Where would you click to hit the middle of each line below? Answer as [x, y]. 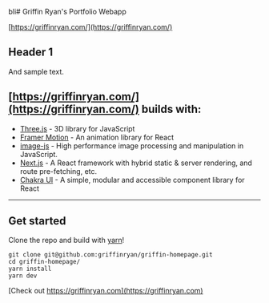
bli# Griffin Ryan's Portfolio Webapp [67, 12]
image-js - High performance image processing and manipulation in [132, 145]
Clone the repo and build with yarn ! [66, 240]
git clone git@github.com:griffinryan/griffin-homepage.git [111, 255]
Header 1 [31, 53]
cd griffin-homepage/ [44, 262]
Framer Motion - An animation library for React [97, 137]
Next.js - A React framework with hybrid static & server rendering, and [136, 163]
